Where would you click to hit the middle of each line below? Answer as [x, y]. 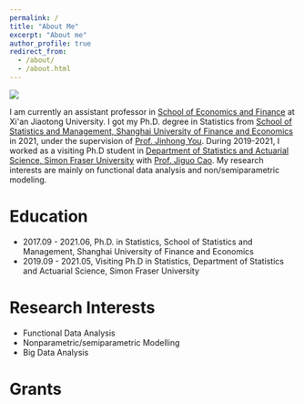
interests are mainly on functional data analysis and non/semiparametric [145, 170]
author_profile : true [51, 43]
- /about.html [44, 69]
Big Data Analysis [56, 352]
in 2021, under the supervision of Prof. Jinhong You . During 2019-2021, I [145, 140]
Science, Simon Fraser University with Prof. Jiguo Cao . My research [137, 160]
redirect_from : [38, 52]
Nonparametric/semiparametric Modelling [101, 342]
